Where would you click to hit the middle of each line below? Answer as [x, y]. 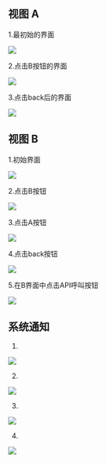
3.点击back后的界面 [40, 97]
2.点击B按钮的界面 [38, 66]
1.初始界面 [24, 159]
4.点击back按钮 [33, 253]
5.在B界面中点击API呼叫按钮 [53, 285]
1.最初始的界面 [31, 35]
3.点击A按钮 [27, 222]
